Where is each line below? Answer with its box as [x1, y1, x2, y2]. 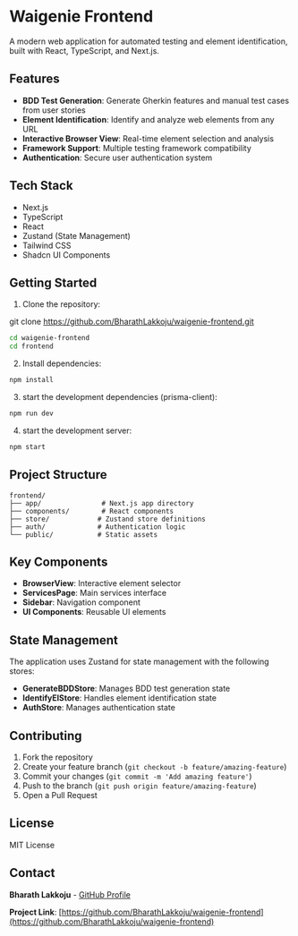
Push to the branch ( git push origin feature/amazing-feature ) [21, 780, 257, 791]
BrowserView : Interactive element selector [21, 578, 182, 589]
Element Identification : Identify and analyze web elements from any [21, 114, 275, 124]
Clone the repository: [21, 299, 101, 310]
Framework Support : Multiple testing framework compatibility [21, 142, 252, 153]
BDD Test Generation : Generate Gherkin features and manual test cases [21, 95, 289, 106]
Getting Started [9, 275, 98, 290]
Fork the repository [21, 752, 94, 762]
